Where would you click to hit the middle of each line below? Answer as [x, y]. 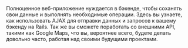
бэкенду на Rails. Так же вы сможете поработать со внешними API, [91, 27]
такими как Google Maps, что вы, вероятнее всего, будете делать [89, 33]
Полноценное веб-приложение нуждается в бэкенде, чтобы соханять [94, 8]
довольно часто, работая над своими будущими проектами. [82, 39]
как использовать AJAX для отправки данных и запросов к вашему [91, 21]
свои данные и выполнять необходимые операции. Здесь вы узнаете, [94, 14]
